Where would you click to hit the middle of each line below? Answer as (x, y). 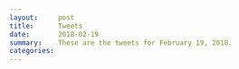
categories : (32, 51)
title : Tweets (46, 26)
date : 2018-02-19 (54, 34)
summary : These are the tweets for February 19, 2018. (121, 43)
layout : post (42, 17)
